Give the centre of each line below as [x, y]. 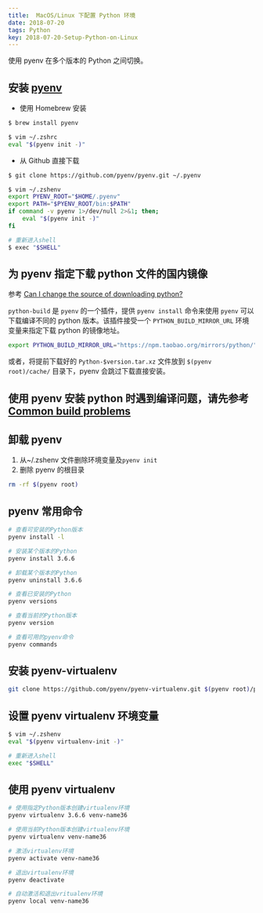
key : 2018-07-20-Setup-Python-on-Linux [73, 37]
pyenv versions [33, 601]
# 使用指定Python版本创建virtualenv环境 [69, 808]
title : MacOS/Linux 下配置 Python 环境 [72, 15]
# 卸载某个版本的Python [43, 573]
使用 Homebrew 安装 [53, 108]
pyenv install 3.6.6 [42, 558]
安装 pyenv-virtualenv [63, 671]
